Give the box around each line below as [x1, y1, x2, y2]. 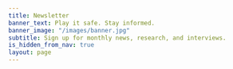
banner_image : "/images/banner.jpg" [8, 26, 130, 34]
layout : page [8, 48, 52, 56]
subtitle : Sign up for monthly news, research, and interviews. [8, 33, 227, 42]
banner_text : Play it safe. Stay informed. [8, 19, 156, 27]
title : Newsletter [8, 11, 69, 20]
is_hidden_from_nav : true [8, 41, 94, 49]
